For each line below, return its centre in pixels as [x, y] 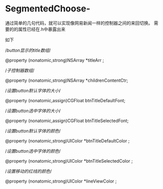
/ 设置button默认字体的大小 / [33, 90]
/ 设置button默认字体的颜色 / [33, 131]
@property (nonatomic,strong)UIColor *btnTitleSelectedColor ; [69, 161]
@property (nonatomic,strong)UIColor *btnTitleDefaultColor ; [67, 141]
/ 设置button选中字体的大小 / [33, 111]
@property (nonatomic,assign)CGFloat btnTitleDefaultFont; [65, 100]
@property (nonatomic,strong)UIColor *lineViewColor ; [61, 181]
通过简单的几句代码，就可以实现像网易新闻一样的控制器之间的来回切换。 [79, 23]
